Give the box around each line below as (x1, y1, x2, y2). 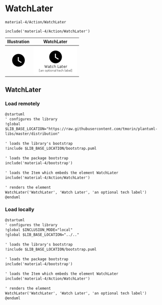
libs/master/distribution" (5, 131, 60, 136)
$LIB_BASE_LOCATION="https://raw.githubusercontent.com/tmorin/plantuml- (5, 126, 158, 131)
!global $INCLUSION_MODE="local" (5, 227, 73, 232)
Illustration (7, 39, 30, 44)
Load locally (5, 206, 35, 213)
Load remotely (5, 100, 40, 107)
